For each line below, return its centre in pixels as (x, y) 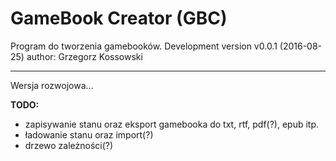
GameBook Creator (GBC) (119, 18)
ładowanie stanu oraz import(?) (89, 134)
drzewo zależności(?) (69, 145)
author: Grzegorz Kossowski (84, 56)
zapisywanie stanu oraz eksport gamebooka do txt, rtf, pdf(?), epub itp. (172, 124)
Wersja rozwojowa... (52, 85)
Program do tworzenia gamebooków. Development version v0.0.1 (144, 46)
